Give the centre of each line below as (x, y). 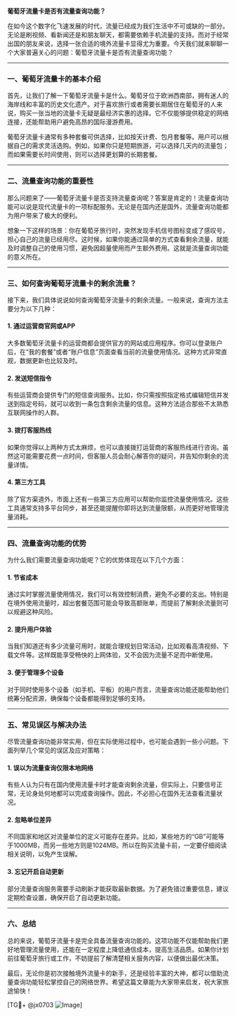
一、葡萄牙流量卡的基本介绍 (54, 79)
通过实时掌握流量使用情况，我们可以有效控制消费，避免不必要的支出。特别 (115, 595)
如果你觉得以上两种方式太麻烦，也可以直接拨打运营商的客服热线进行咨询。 (115, 447)
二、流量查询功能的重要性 (51, 181)
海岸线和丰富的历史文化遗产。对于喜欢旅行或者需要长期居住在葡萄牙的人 (112, 104)
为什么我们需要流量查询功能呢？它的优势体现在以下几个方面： (97, 560)
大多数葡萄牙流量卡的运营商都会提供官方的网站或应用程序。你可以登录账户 (115, 343)
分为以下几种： (35, 308)
